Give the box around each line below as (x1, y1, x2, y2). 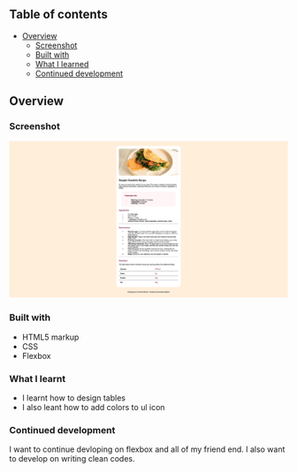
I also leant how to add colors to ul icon (21, 402, 165, 413)
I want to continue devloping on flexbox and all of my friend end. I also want (9, 444, 286, 454)
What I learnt (9, 372, 66, 385)
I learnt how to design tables (21, 393, 126, 403)
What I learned (34, 58, 89, 69)
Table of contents (9, 7, 108, 22)
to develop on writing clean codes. (9, 454, 135, 464)
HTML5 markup (21, 332, 80, 342)
